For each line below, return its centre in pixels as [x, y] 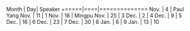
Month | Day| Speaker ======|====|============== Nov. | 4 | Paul [95, 9]
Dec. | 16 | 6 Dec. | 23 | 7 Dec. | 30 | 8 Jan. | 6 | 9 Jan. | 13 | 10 [83, 22]
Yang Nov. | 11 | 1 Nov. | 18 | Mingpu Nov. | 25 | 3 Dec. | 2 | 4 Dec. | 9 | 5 [94, 15]
